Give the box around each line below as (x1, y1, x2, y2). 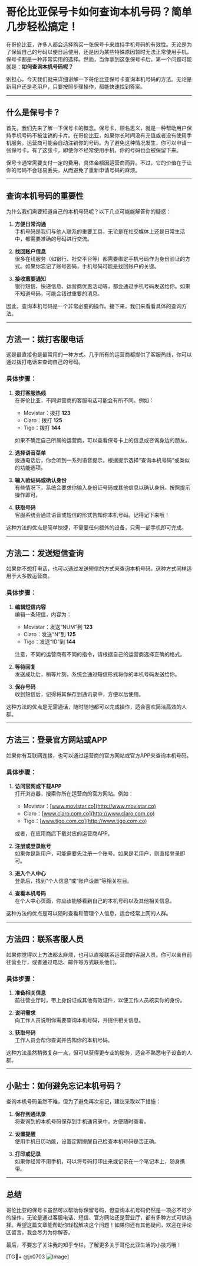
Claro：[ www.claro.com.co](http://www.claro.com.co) (23, 810, 155, 817)
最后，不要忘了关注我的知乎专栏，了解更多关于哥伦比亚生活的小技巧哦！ (6, 1241, 181, 1248)
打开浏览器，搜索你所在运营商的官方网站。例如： (14, 790, 134, 797)
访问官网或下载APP (14, 782, 62, 789)
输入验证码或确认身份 (14, 477, 67, 484)
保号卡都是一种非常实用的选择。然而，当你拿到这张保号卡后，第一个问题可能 (6, 56, 192, 63)
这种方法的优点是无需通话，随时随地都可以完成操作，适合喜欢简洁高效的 (6, 703, 181, 710)
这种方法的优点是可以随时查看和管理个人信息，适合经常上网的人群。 (6, 909, 171, 917)
